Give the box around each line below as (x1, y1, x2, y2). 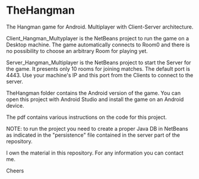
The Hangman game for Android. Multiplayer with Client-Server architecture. (6, 23, 194, 30)
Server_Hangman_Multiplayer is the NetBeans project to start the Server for (6, 59, 191, 66)
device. (6, 102, 24, 109)
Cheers (6, 167, 24, 174)
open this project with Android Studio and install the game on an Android (6, 96, 184, 103)
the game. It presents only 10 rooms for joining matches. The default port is (6, 65, 190, 72)
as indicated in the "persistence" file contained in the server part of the (6, 131, 180, 139)
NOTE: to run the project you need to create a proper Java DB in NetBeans (6, 125, 188, 132)
